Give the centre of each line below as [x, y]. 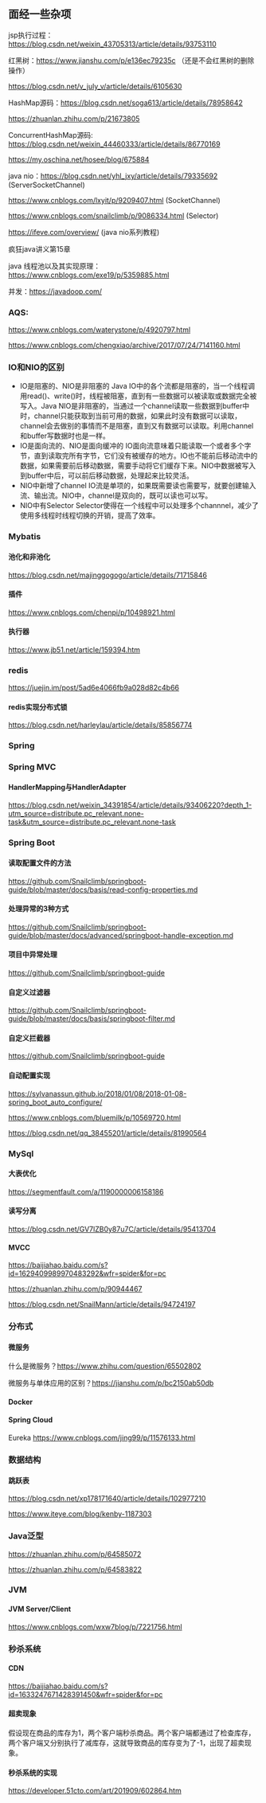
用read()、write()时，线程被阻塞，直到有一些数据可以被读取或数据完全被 [138, 396]
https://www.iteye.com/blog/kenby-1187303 [80, 1514]
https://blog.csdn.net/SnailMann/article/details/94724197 [102, 1304]
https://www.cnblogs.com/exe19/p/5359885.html [89, 275]
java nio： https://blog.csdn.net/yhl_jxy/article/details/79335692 [113, 176]
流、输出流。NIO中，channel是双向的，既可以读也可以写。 [116, 495]
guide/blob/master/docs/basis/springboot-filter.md [92, 1019]
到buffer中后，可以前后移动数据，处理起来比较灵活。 [106, 475]
